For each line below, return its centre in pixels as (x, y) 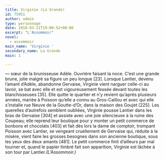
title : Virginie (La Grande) (35, 10)
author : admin (20, 19)
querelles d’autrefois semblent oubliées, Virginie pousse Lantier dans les (79, 110)
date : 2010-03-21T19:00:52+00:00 (39, 28)
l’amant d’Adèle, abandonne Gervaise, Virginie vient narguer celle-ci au (77, 84)
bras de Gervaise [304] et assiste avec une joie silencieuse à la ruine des (79, 116)
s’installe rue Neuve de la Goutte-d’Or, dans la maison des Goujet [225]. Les (82, 105)
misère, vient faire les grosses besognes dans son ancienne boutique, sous (82, 136)
